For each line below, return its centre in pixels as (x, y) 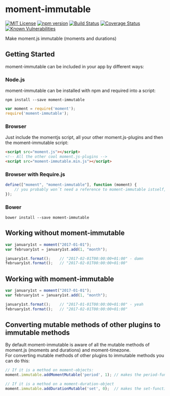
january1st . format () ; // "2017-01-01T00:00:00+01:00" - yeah (74, 304)
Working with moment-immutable (60, 279)
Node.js (15, 79)
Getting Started (30, 54)
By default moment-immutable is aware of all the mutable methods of (78, 345)
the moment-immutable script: (37, 143)
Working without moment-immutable (65, 233)
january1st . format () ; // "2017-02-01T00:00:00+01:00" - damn (74, 259)
